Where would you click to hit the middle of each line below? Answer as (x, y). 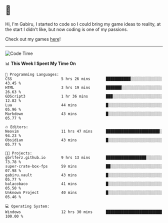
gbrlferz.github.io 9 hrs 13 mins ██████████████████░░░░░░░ (84, 157)
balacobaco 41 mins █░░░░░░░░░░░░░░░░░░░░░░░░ (84, 184)
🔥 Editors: (17, 127)
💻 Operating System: (27, 206)
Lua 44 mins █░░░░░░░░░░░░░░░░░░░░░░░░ (84, 105)
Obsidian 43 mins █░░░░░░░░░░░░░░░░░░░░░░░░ (84, 140)
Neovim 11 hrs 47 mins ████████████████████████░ (84, 131)
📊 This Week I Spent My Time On (40, 63)
